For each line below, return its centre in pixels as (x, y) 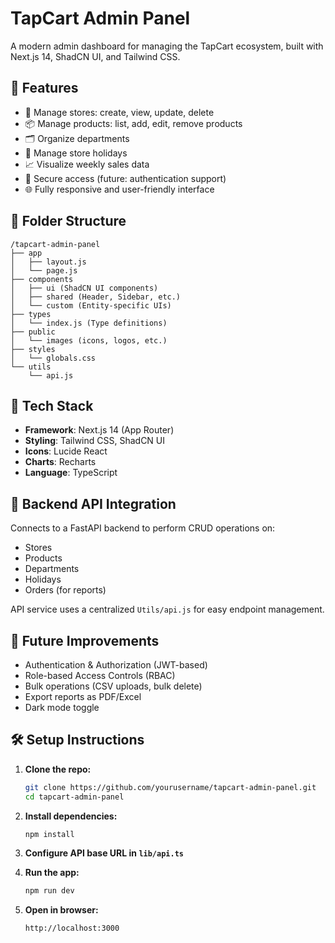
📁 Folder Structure (68, 221)
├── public (33, 332)
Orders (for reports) (65, 590)
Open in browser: (61, 910)
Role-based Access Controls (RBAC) (100, 675)
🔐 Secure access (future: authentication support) (125, 178)
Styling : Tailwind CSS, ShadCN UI (95, 441)
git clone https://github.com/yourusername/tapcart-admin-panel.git (170, 787)
